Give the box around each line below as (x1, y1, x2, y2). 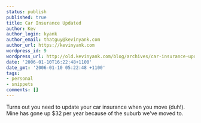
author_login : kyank (6, 31, 58, 37)
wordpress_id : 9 (6, 48, 47, 54)
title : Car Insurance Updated (6, 20, 82, 26)
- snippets (6, 82, 33, 88)
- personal (6, 76, 33, 82)
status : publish (6, 8, 47, 15)
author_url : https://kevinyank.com (6, 43, 95, 49)
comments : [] (6, 87, 39, 93)
